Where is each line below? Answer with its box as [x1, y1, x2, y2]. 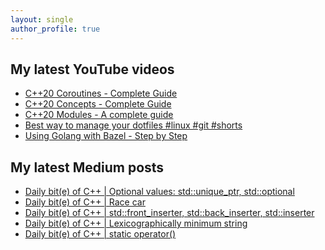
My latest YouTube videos [10, 61, 175, 78]
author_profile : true [10, 24, 101, 34]
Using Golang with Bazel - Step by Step [24, 130, 188, 142]
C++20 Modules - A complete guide [24, 109, 174, 121]
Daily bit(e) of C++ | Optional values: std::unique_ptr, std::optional [24, 186, 295, 198]
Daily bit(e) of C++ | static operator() [24, 228, 177, 240]
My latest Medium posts [10, 159, 165, 176]
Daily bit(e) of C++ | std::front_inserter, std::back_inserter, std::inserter [24, 207, 315, 219]
